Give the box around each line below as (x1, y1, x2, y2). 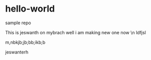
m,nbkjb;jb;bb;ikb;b (5, 39, 46, 45)
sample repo (5, 20, 31, 26)
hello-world (5, 3, 55, 15)
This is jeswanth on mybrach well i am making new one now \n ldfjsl (5, 29, 146, 35)
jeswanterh (5, 49, 29, 55)
